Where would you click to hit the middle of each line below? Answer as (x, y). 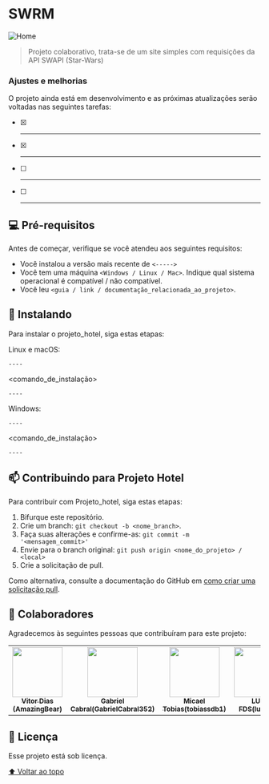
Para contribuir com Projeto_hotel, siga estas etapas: (95, 501)
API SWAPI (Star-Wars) (66, 60)
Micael (194, 701)
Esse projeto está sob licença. (58, 756)
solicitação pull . (34, 589)
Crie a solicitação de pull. (62, 565)
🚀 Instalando (40, 314)
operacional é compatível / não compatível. (91, 281)
